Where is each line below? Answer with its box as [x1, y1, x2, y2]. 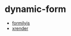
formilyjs [11, 20, 30, 26]
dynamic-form [4, 3, 66, 15]
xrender [11, 25, 28, 31]
